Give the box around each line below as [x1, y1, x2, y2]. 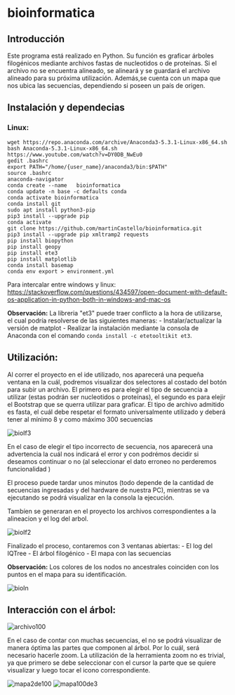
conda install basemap [7, 261, 74, 268]
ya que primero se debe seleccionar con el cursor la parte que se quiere [7, 658, 216, 667]
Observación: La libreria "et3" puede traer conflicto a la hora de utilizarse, [7, 308, 223, 317]
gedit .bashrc [7, 157, 49, 164]
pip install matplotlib [7, 255, 77, 263]
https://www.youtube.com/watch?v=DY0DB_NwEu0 [7, 151, 142, 158]
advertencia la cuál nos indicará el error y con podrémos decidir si [7, 450, 199, 458]
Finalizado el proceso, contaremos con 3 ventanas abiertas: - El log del [7, 541, 213, 550]
